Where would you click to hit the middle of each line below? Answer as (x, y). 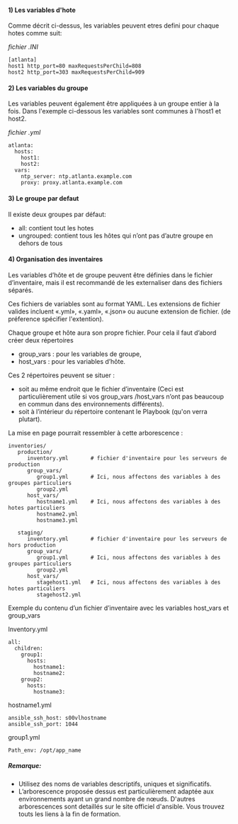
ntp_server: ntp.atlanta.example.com (76, 177)
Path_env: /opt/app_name (45, 750)
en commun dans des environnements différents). (91, 403)
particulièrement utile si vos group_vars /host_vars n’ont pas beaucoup (121, 396)
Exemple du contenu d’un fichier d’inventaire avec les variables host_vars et (119, 608)
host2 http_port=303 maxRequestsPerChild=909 (76, 72)
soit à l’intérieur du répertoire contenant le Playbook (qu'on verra (113, 411)
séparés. (21, 290)
